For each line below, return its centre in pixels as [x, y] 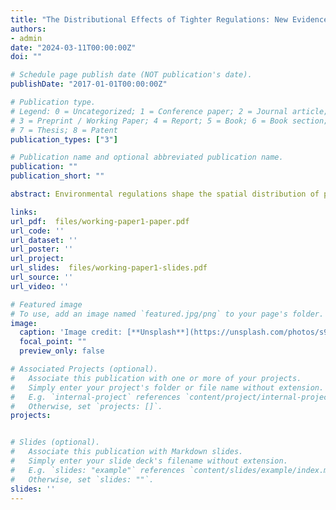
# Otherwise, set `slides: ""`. [82, 479]
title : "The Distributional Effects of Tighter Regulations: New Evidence [169, 19]
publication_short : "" [57, 176]
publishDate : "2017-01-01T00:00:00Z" [89, 84]
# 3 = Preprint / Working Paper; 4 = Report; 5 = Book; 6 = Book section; [169, 121]
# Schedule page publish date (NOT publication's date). [131, 75]
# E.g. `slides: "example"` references [98, 470]
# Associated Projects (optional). [84, 369]
